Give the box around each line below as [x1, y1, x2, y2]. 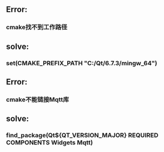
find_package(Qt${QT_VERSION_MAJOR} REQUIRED [6, 131, 159, 139]
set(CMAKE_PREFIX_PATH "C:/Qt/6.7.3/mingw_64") [6, 59, 158, 67]
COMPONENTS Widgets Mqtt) [6, 139, 93, 147]
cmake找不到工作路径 [6, 23, 68, 31]
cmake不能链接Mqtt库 [6, 96, 69, 104]
